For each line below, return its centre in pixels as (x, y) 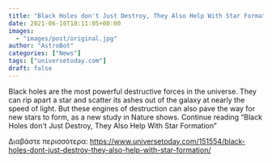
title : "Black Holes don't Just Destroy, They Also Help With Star (125, 16)
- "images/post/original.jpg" (66, 38)
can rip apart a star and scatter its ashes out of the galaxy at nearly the (127, 100)
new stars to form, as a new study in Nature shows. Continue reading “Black (136, 117)
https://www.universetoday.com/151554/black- (168, 141)
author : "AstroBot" (41, 46)
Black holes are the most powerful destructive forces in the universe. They (133, 91)
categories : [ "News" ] (45, 53)
